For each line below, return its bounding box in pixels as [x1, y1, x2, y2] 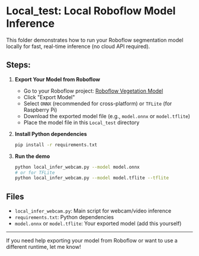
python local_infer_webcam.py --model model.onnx [14, 164, 140, 170]
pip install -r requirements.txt [14, 141, 98, 148]
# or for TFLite [14, 169, 55, 176]
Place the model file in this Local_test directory [23, 119, 140, 126]
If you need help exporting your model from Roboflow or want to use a [6, 237, 178, 244]
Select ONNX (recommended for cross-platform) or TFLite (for [23, 100, 172, 107]
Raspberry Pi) [23, 106, 57, 113]
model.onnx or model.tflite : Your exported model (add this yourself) [14, 220, 182, 227]
